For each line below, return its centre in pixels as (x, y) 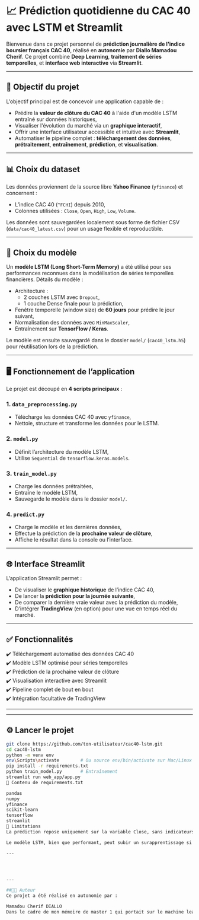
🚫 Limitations (24, 827)
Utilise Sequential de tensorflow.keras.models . (72, 458)
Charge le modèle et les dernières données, (68, 527)
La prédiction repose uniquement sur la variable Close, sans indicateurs (100, 832)
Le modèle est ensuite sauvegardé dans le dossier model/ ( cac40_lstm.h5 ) (96, 340)
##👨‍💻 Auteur (21, 890)
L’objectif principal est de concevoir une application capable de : (85, 101)
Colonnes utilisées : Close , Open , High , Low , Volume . (75, 211)
